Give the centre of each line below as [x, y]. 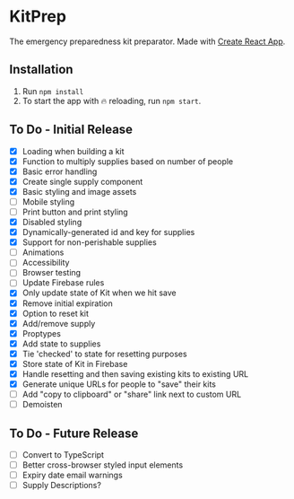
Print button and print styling [75, 212]
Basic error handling [60, 171]
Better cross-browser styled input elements [103, 465]
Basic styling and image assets [79, 191]
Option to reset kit [56, 313]
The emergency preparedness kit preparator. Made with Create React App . [147, 41]
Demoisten [42, 405]
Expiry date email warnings [72, 475]
